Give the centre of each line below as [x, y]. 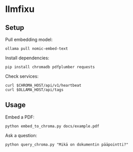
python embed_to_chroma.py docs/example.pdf [52, 126]
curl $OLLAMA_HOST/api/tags [34, 90]
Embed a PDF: [20, 117]
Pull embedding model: [29, 39]
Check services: [22, 76]
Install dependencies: [27, 58]
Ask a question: [21, 135]
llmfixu [20, 9]
